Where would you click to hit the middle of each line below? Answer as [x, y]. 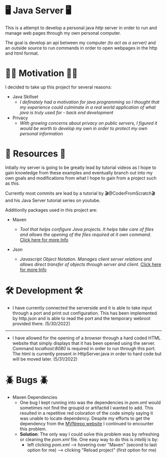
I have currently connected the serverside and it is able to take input [82, 307]
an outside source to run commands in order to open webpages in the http [81, 48]
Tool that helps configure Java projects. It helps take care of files [87, 229]
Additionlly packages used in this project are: [51, 210]
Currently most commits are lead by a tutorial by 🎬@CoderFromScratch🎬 [80, 193]
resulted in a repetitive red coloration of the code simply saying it [86, 413]
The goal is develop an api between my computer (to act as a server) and [81, 42]
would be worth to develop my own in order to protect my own [83, 128]
